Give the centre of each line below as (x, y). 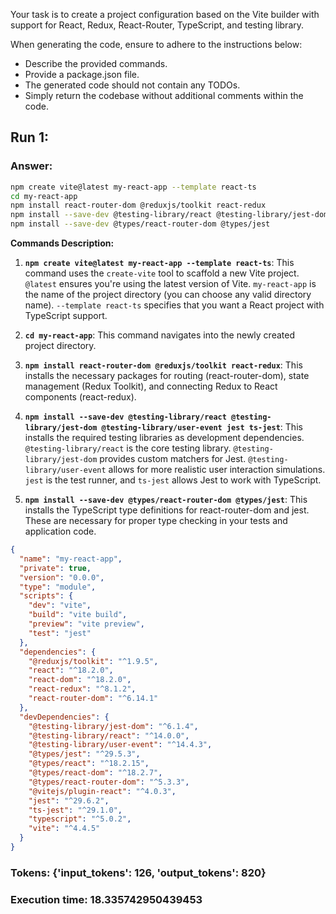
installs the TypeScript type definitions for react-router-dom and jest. (167, 510)
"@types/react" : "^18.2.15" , (89, 764)
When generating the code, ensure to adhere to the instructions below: (156, 44)
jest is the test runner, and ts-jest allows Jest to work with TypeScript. (173, 480)
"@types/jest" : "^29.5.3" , (84, 754)
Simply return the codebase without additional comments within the (164, 95)
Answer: (31, 166)
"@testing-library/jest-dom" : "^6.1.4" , (113, 726)
